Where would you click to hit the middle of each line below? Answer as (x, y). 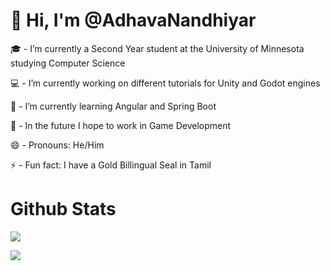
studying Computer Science (68, 63)
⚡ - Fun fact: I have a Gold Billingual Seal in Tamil (111, 165)
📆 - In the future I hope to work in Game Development (121, 125)
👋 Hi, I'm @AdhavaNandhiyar (133, 20)
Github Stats (63, 209)
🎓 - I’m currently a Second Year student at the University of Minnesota (157, 48)
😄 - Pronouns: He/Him (57, 145)
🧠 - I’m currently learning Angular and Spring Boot (113, 106)
